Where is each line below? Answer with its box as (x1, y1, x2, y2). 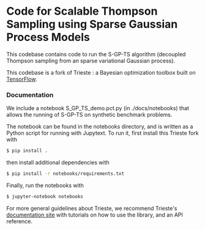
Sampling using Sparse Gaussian (6, 17, 178, 31)
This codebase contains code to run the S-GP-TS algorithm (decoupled (6, 50, 186, 57)
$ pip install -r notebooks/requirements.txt (6, 171, 124, 177)
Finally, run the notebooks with (6, 182, 84, 189)
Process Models (6, 31, 91, 44)
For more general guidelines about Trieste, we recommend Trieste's (6, 204, 177, 212)
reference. (6, 217, 32, 224)
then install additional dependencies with (6, 159, 110, 166)
